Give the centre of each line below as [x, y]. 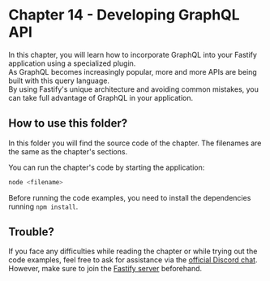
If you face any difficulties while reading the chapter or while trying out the [133, 251]
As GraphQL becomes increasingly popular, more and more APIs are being [133, 71]
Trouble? [32, 232]
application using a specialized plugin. [72, 63]
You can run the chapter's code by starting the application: [107, 167]
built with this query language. [59, 80]
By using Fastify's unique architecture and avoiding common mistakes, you [134, 89]
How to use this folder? [68, 123]
